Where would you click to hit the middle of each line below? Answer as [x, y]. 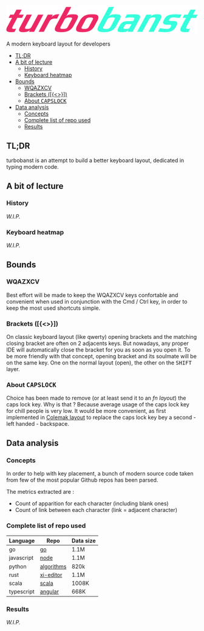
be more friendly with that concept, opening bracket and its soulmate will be [102, 356]
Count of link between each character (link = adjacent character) [96, 510]
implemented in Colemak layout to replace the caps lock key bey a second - [101, 417]
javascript [21, 558]
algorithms [53, 566]
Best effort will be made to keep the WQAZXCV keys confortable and [92, 295]
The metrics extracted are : [40, 492]
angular [49, 592]
